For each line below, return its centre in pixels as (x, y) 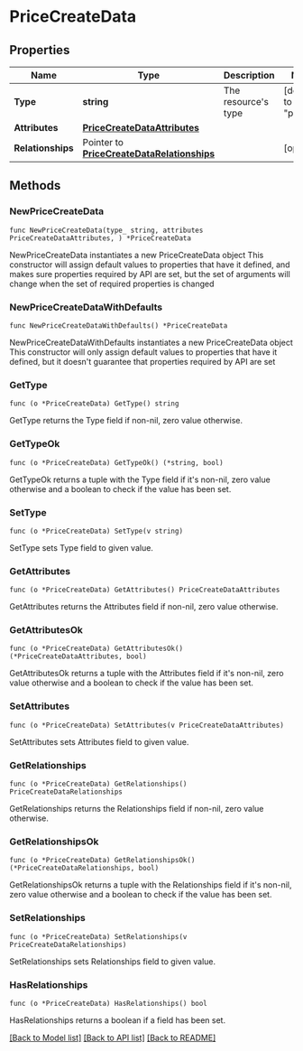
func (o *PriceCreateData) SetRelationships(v (98, 936)
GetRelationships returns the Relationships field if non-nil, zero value (137, 809)
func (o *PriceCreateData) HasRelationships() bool (108, 1003)
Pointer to (103, 142)
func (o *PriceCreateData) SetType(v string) (96, 531)
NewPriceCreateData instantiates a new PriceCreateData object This (137, 255)
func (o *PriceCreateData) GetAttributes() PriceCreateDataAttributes (145, 590)
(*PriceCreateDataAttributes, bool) (78, 656)
